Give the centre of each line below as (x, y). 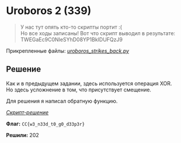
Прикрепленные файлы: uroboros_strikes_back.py (68, 50)
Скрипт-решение (27, 112)
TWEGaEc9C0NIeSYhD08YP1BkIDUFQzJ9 (71, 39)
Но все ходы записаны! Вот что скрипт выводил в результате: (98, 33)
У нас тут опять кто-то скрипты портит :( (71, 27)
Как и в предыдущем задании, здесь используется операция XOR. (89, 83)
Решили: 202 (22, 135)
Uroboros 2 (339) (49, 11)
